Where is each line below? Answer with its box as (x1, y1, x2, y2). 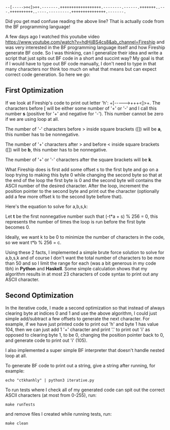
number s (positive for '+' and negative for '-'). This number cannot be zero (5, 110, 164, 117)
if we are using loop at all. (5, 116, 60, 122)
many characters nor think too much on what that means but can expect (5, 66, 157, 72)
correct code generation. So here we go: (5, 71, 91, 78)
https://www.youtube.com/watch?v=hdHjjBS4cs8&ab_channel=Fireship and (5, 39, 165, 45)
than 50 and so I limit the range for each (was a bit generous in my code (5, 260, 156, 266)
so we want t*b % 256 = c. (5, 239, 62, 245)
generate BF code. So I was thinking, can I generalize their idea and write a (5, 50, 163, 56)
